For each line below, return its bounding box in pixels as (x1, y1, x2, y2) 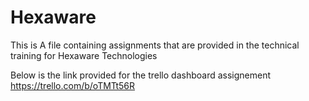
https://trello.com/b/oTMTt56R (10, 79, 136, 91)
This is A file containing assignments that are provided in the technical (10, 39, 300, 51)
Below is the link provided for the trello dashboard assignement (10, 69, 272, 81)
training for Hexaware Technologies (10, 49, 158, 61)
